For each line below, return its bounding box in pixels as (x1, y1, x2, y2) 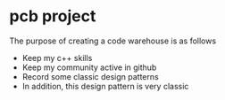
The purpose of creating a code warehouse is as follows (9, 35, 217, 46)
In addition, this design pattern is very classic (21, 81, 189, 91)
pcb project (9, 6, 96, 27)
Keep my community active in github (21, 62, 157, 73)
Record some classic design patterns (21, 71, 159, 81)
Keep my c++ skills (21, 52, 93, 63)
